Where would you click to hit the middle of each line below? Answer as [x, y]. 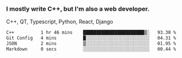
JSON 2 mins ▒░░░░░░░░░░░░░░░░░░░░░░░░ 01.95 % [91, 44]
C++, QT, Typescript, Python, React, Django [60, 22]
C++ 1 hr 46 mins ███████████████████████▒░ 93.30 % [91, 33]
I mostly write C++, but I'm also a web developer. [78, 9]
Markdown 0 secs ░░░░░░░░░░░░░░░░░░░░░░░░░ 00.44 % [91, 49]
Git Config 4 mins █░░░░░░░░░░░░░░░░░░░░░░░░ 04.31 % [91, 38]
